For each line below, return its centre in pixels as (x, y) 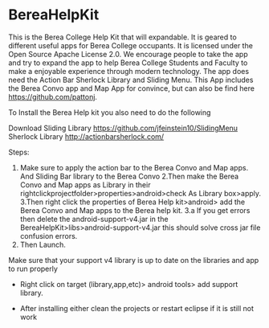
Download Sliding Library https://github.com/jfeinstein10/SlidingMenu (123, 128)
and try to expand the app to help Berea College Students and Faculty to (128, 63)
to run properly (33, 269)
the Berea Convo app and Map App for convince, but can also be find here (132, 88)
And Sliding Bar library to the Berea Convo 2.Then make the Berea (129, 176)
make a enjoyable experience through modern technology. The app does (129, 71)
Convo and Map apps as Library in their (85, 184)
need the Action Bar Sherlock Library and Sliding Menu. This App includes (131, 80)
